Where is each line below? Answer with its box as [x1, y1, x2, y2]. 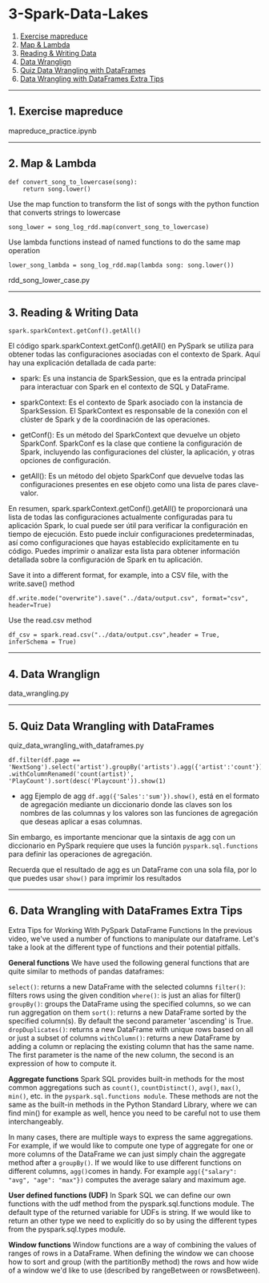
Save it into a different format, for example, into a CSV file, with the [8, 571, 229, 580]
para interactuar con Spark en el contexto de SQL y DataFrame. [19, 382, 230, 392]
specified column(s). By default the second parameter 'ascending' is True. [8, 1015, 254, 1026]
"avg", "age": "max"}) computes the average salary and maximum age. [8, 1175, 247, 1184]
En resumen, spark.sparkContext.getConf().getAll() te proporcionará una [8, 504, 248, 514]
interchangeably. [8, 1116, 64, 1126]
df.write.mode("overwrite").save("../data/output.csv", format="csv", [8, 595, 249, 603]
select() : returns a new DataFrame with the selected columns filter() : [8, 982, 246, 991]
